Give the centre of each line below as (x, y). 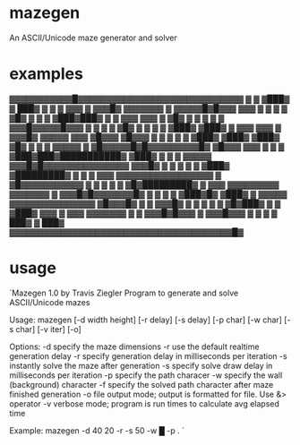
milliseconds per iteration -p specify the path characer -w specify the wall (146, 375)
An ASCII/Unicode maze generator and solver (93, 38)
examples (46, 74)
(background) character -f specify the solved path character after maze (141, 384)
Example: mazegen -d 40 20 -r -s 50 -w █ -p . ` (97, 430)
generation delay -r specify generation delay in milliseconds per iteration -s (149, 355)
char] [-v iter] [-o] (49, 329)
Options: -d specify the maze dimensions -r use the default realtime (134, 347)
